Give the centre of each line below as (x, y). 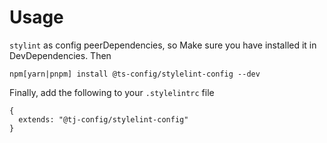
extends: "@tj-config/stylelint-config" (103, 119)
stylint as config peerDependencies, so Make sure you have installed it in (163, 45)
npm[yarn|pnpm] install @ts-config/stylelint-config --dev (135, 74)
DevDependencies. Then (60, 55)
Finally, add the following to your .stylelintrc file (112, 92)
